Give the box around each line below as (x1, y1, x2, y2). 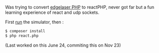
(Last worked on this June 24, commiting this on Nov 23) (5, 42, 121, 48)
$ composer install (5, 29, 46, 34)
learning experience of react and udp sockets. (5, 9, 100, 15)
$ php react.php (5, 33, 39, 38)
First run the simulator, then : (5, 19, 64, 25)
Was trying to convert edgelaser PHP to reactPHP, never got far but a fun (5, 4, 155, 10)
